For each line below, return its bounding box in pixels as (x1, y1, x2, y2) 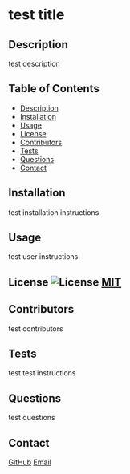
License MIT (8, 275, 122, 289)
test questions (8, 413, 55, 423)
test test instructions (8, 368, 76, 378)
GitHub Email (8, 457, 51, 467)
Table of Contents (8, 82, 100, 95)
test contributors (8, 323, 63, 334)
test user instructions (8, 252, 79, 261)
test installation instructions (8, 207, 100, 217)
